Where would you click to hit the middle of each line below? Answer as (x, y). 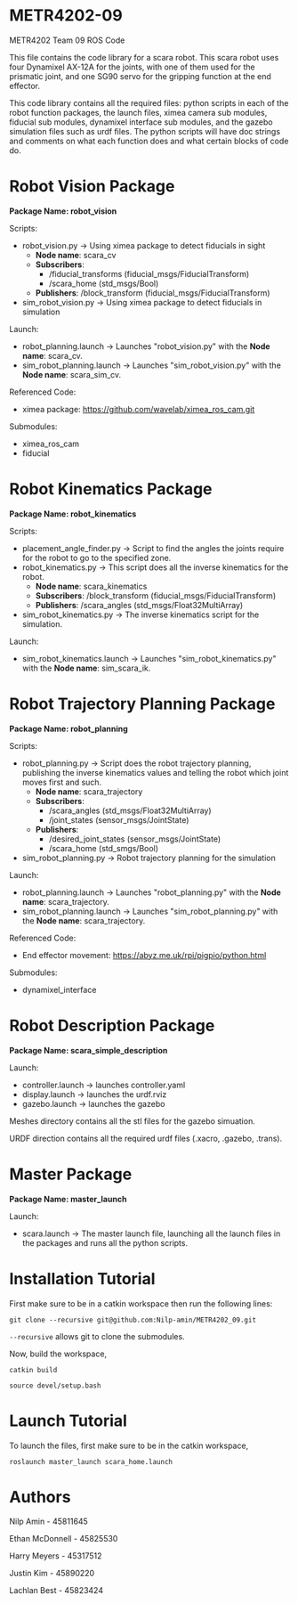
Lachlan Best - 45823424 (56, 1591)
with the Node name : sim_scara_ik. (86, 668)
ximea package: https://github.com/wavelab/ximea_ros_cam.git (138, 409)
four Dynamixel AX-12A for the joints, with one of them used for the (132, 67)
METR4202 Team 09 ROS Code (67, 40)
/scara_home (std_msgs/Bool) (104, 283)
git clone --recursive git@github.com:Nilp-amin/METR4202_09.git (133, 1320)
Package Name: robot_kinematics (73, 514)
